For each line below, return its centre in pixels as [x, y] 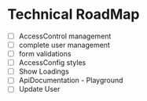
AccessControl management [65, 36]
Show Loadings [44, 71]
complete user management [64, 45]
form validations [45, 54]
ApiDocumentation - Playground [71, 81]
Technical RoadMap [73, 14]
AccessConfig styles [52, 63]
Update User [39, 89]
